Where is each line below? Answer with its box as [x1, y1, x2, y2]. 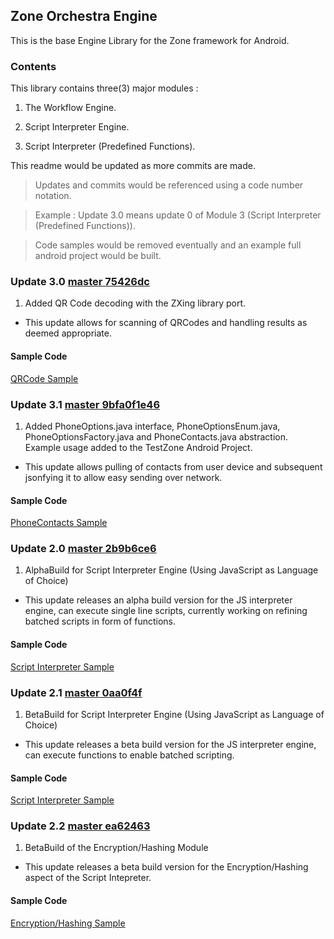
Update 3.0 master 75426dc [10, 275, 150, 289]
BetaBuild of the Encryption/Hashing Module [24, 842, 209, 854]
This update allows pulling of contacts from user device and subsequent [24, 460, 323, 473]
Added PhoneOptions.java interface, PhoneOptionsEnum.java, [24, 420, 281, 432]
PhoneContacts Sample [10, 517, 108, 529]
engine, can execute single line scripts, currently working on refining [24, 605, 308, 617]
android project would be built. [34, 250, 162, 262]
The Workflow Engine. [24, 102, 117, 114]
